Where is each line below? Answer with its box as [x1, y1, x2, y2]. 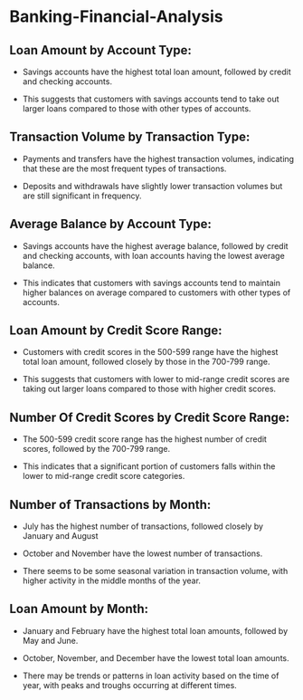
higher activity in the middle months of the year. [22, 575, 202, 586]
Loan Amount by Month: [9, 601, 149, 617]
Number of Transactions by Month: [9, 496, 212, 513]
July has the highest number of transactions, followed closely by [22, 521, 264, 532]
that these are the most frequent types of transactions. [22, 163, 227, 174]
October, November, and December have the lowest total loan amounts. [22, 652, 289, 663]
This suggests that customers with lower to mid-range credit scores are [22, 374, 290, 385]
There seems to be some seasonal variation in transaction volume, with [22, 566, 289, 577]
